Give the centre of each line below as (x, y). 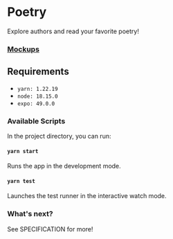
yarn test (21, 181)
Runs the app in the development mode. (64, 166)
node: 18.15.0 (37, 96)
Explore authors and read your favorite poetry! (73, 31)
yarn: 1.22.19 (37, 89)
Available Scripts (36, 121)
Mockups (24, 49)
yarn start (23, 151)
